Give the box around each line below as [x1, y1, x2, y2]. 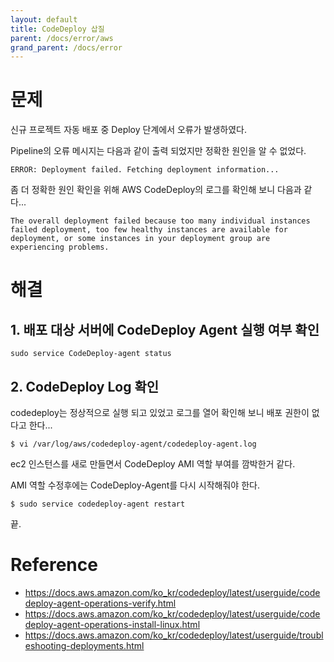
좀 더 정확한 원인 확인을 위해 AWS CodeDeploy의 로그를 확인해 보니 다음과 [10, 184, 302, 196]
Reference [10, 554, 98, 576]
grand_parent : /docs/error [10, 42, 123, 53]
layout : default [10, 14, 78, 25]
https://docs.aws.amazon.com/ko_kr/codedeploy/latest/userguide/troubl [24, 629, 324, 641]
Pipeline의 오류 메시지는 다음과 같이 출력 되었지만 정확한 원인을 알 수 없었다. [10, 145, 307, 157]
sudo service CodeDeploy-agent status [10, 349, 172, 359]
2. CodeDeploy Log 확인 [10, 378, 160, 395]
